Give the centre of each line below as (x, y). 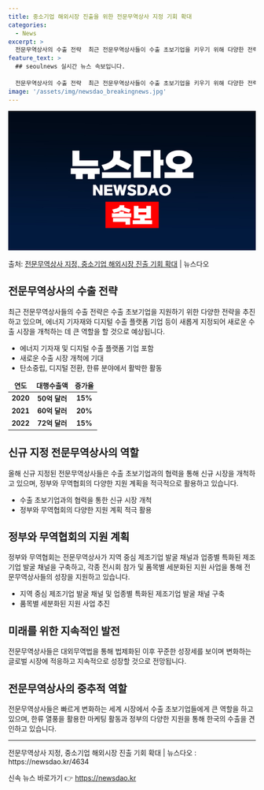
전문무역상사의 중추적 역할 (68, 689)
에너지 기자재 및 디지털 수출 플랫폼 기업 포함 (87, 348)
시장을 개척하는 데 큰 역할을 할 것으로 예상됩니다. (90, 331)
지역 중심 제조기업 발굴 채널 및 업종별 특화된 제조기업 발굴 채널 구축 (122, 594)
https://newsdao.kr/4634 (49, 762)
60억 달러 (52, 411)
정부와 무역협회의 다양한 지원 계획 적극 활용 (86, 509)
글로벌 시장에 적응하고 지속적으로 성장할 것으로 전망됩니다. (97, 661)
